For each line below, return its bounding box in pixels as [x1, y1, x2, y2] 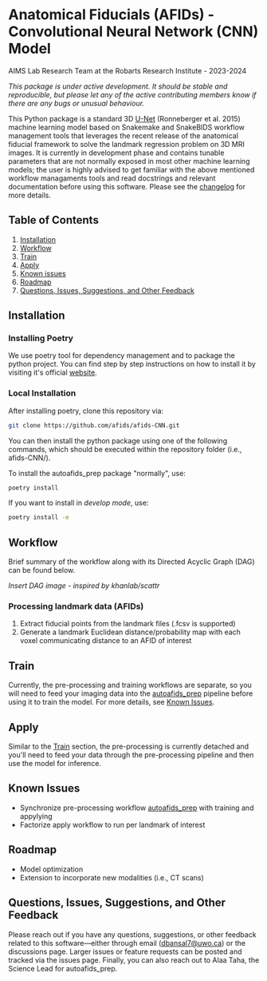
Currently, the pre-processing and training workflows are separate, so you [8, 681, 253, 690]
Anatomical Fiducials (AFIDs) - [8, 6, 215, 24]
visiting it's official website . [8, 367, 97, 377]
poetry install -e [8, 514, 69, 522]
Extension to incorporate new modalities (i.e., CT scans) [19, 872, 205, 882]
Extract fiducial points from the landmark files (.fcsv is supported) [19, 619, 237, 629]
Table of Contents [8, 213, 100, 227]
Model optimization [19, 864, 84, 874]
